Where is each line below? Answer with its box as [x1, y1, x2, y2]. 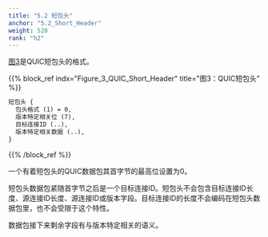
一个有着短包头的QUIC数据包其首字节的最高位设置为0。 [8, 166, 192, 176]
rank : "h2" [8, 34, 45, 42]
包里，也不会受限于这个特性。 [14, 203, 114, 212]
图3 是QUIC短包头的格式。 [8, 57, 94, 66]
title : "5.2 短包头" [8, 11, 74, 20]
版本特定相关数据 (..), [15, 128, 86, 136]
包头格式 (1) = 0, [15, 105, 72, 114]
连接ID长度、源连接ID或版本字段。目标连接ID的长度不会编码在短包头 [29, 193, 254, 203]
